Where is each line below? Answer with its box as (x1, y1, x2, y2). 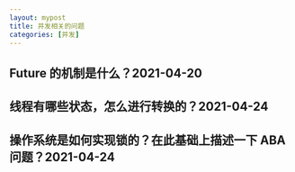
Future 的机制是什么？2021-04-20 (9, 65, 202, 81)
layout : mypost (9, 13, 67, 23)
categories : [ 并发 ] (9, 30, 80, 39)
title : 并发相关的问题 (9, 22, 85, 31)
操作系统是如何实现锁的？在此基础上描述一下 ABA (9, 132, 286, 148)
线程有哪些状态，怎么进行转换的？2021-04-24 (9, 99, 269, 114)
